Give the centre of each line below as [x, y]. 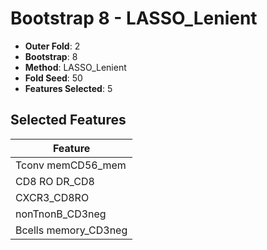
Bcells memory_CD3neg [71, 230]
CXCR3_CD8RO [52, 197]
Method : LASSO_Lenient [75, 67]
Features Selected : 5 [68, 88]
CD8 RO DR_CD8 [55, 181]
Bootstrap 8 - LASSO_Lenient [134, 18]
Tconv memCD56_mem [71, 165]
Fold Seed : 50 [53, 78]
